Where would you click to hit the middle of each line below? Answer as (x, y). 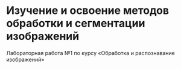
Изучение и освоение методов (88, 11)
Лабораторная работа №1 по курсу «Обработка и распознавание (91, 53)
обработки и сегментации (76, 23)
